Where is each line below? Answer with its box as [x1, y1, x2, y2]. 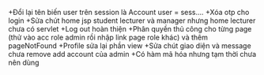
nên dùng [8, 58, 40, 67]
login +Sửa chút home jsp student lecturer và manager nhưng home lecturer [8, 16, 256, 25]
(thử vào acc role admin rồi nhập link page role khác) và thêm [8, 32, 208, 42]
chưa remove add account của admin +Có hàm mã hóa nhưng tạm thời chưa [8, 50, 257, 58]
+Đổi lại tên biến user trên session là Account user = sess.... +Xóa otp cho [8, 8, 250, 17]
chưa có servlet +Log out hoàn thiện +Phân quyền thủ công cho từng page [8, 24, 252, 33]
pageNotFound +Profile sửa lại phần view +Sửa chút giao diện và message [8, 41, 251, 51]
